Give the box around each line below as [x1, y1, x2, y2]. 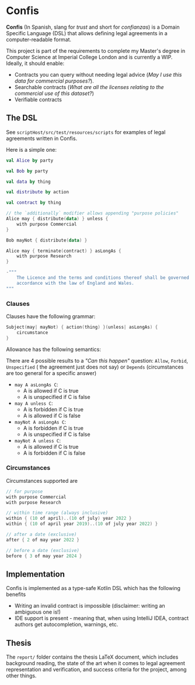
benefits [6, 591, 26, 598]
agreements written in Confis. [6, 135, 78, 142]
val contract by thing [6, 200, 61, 206]
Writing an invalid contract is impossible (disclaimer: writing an [14, 602, 165, 609]
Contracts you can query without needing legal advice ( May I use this [14, 71, 182, 78]
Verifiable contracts [14, 96, 62, 103]
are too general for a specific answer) [6, 369, 97, 376]
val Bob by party [6, 168, 48, 174]
